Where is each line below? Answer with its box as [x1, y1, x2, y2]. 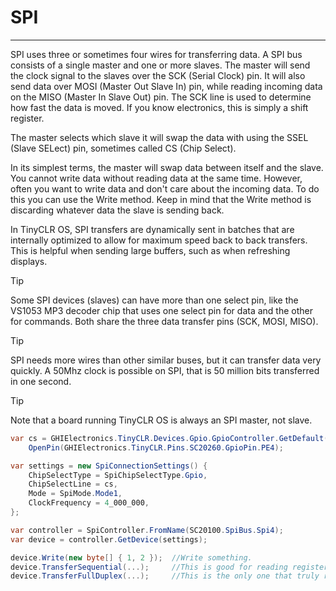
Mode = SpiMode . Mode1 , [28, 489, 123, 499]
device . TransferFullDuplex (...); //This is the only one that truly [10, 571, 320, 581]
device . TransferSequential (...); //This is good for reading [10, 562, 288, 572]
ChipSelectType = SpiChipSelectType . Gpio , [28, 470, 208, 480]
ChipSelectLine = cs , [28, 479, 118, 490]
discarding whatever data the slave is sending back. [10, 204, 225, 216]
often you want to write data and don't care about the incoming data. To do [10, 182, 320, 195]
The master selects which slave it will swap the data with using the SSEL [10, 131, 309, 143]
